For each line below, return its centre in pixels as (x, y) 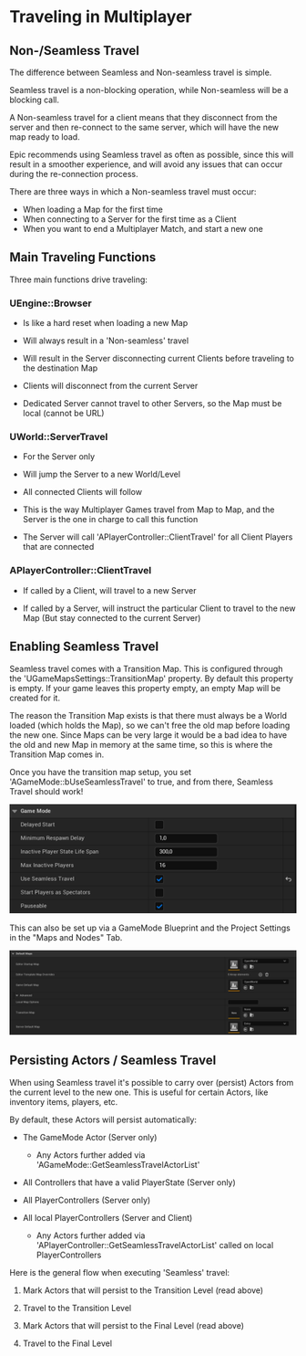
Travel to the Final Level (67, 1343)
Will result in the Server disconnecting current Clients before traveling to (158, 359)
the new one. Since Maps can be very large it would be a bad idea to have (148, 735)
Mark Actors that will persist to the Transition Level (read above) (143, 1290)
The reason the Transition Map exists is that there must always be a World (148, 715)
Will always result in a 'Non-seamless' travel (106, 341)
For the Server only (59, 457)
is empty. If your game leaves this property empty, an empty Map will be (145, 688)
